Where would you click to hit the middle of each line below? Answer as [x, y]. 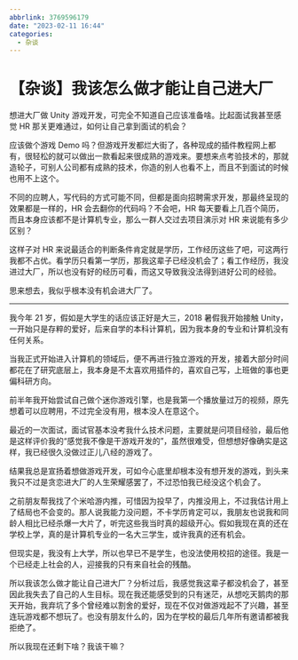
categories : [31, 34]
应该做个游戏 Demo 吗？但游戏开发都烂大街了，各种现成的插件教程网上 [139, 145]
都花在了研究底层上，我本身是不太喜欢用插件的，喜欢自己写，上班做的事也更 [149, 370]
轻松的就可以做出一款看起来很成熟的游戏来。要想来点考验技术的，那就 [161, 156]
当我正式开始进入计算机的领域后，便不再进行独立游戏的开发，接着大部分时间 [149, 359]
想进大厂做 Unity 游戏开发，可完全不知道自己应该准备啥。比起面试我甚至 [141, 115]
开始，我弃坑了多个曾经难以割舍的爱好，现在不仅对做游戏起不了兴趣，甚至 [153, 606]
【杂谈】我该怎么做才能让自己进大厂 [141, 89]
